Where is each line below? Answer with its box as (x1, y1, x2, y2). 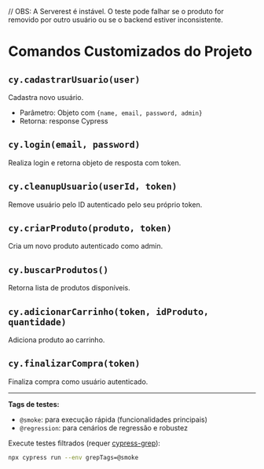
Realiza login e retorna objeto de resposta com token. (8, 157, 181, 168)
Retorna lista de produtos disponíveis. (8, 283, 131, 293)
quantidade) (8, 316, 67, 327)
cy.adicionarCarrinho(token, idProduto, (8, 306, 210, 317)
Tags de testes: (8, 399, 60, 408)
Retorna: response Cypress (19, 116, 108, 125)
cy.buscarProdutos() (8, 264, 109, 275)
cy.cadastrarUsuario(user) (8, 74, 141, 85)
